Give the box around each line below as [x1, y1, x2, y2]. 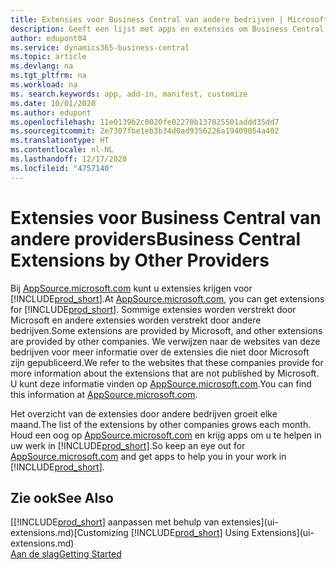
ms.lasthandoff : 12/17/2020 [10, 154, 128, 164]
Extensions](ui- [251, 527, 315, 539]
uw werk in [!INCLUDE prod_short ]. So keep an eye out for [10, 439, 246, 451]
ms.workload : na [10, 80, 78, 90]
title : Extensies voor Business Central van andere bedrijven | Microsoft [10, 14, 329, 25]
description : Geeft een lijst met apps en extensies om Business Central [10, 24, 325, 34]
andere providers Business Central [10, 227, 302, 250]
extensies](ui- [221, 516, 279, 528]
